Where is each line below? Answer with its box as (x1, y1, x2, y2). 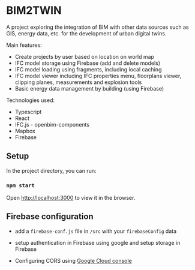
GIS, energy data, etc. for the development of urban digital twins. (6, 29, 167, 37)
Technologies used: (6, 97, 55, 104)
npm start (6, 182, 35, 189)
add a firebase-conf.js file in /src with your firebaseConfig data (14, 227, 177, 235)
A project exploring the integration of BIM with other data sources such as (6, 23, 189, 31)
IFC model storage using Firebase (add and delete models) (14, 59, 161, 67)
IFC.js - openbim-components (14, 121, 90, 128)
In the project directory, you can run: (6, 167, 97, 174)
